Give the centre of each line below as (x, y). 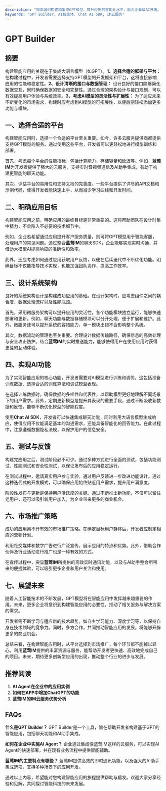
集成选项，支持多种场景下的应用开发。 (44, 767)
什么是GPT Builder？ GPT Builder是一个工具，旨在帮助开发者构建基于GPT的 (82, 727)
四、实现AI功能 (28, 365)
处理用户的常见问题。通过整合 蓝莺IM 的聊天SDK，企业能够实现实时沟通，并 (82, 243)
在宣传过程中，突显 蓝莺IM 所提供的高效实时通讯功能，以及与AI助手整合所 (79, 562)
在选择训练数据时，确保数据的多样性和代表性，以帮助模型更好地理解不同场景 (83, 394)
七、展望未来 (25, 585)
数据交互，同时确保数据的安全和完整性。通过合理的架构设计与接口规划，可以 (83, 90)
